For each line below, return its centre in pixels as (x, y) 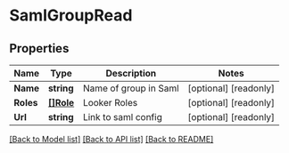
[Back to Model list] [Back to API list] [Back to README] (111, 139)
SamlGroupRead (71, 16)
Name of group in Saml (132, 88)
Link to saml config (123, 117)
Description (131, 73)
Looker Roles (111, 103)
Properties (39, 48)
